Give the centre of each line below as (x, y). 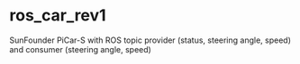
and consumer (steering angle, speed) (80, 49)
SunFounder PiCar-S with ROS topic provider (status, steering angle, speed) (150, 40)
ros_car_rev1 (58, 16)
